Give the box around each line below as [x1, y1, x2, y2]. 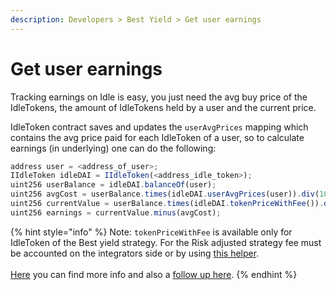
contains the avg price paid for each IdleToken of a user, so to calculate [10, 131, 305, 143]
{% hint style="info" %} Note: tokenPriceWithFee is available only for [10, 226, 293, 238]
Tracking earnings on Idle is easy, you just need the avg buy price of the [10, 91, 308, 103]
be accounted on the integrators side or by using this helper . [10, 247, 260, 259]
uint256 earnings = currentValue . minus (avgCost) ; [10, 207, 222, 218]
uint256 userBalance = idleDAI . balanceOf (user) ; [10, 180, 217, 190]
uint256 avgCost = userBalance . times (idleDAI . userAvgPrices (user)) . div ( [10, 189, 320, 200]
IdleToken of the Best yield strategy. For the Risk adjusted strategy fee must [10, 236, 322, 248]
